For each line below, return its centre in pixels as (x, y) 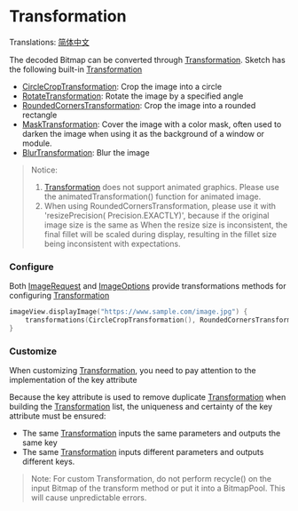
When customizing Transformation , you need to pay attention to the (133, 371)
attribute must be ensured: (58, 416)
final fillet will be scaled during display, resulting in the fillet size (161, 234)
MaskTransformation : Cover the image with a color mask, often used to (152, 124)
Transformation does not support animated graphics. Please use (161, 187)
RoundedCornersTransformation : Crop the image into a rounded (139, 105)
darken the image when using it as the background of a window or (143, 133)
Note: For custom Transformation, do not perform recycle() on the (151, 479)
